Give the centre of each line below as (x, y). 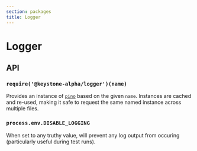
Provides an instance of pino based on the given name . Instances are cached (98, 96)
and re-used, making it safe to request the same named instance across (94, 102)
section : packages (29, 12)
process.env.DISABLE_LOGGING (48, 123)
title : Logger (24, 17)
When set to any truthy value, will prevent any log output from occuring (93, 135)
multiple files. (22, 109)
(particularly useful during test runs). (51, 142)
